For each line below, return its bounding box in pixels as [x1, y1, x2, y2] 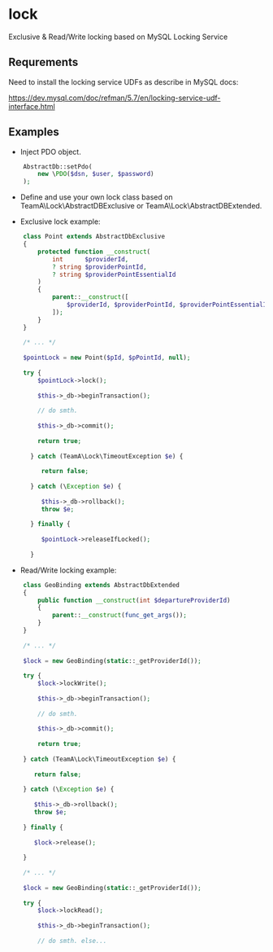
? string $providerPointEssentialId [51, 270, 176, 279]
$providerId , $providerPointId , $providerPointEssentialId [66, 301, 271, 309]
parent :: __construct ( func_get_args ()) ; [51, 612, 187, 620]
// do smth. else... [37, 937, 107, 945]
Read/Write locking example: [19, 565, 117, 575]
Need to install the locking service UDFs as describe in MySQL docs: [8, 77, 239, 86]
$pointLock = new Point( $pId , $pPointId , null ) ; [23, 353, 191, 362]
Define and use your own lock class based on [19, 192, 173, 202]
